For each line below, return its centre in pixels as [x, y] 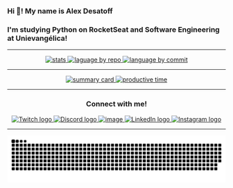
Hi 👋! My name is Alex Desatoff [60, 11]
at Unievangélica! [37, 38]
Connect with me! [116, 104]
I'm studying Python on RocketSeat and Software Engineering [113, 29]
